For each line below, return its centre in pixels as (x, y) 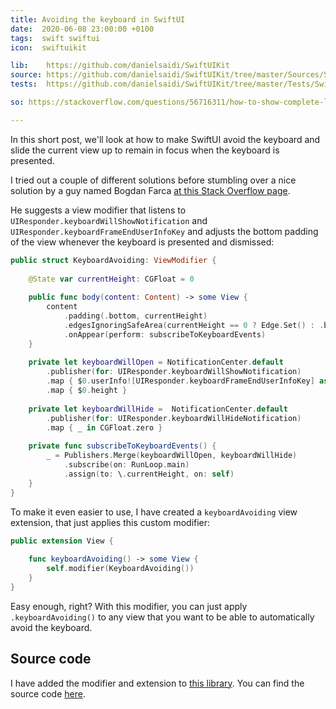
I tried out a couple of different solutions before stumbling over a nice (153, 180)
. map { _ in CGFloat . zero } (104, 427)
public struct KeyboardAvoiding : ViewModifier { (113, 260)
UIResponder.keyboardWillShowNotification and (109, 220)
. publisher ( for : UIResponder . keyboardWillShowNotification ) (174, 372)
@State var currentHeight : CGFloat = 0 (111, 279)
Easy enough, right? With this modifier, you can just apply (129, 606)
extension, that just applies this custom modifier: (110, 522)
